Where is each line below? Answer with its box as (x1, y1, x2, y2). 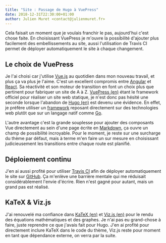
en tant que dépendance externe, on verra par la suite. (5, 232, 117, 238)
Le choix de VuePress (5, 60, 74, 68)
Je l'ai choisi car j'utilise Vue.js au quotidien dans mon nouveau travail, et (5, 73, 155, 79)
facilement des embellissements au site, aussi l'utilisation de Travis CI (5, 41, 148, 47)
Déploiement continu (5, 155, 71, 163)
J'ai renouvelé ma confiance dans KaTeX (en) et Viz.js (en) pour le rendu (5, 211, 154, 217)
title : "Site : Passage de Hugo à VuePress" (5, 7, 99, 12)
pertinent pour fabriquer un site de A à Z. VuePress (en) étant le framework (5, 89, 159, 95)
